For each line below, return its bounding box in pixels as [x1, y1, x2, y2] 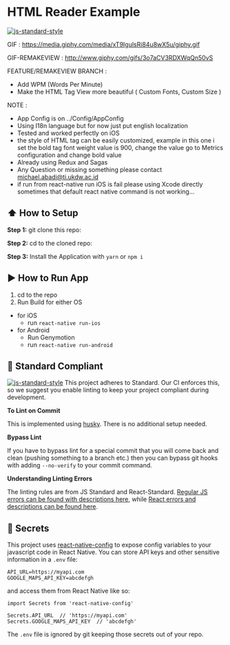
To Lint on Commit [7, 407, 61, 415]
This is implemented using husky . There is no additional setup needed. [7, 420, 208, 428]
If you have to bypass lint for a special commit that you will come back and [7, 447, 219, 455]
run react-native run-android [27, 340, 114, 348]
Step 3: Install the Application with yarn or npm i [7, 252, 143, 260]
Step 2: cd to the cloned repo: [7, 239, 93, 247]
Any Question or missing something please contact [17, 165, 163, 173]
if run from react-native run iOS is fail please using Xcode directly [17, 180, 203, 188]
